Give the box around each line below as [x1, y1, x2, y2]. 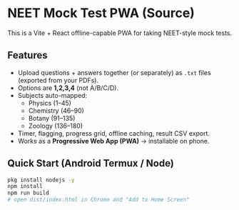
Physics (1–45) [28, 99, 71, 107]
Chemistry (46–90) [28, 106, 84, 115]
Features [7, 49, 48, 61]
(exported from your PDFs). [17, 76, 98, 84]
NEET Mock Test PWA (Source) [7, 5, 195, 21]
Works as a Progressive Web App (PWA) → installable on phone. [17, 136, 210, 145]
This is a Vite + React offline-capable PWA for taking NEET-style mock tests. [7, 29, 233, 37]
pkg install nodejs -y [7, 176, 75, 184]
